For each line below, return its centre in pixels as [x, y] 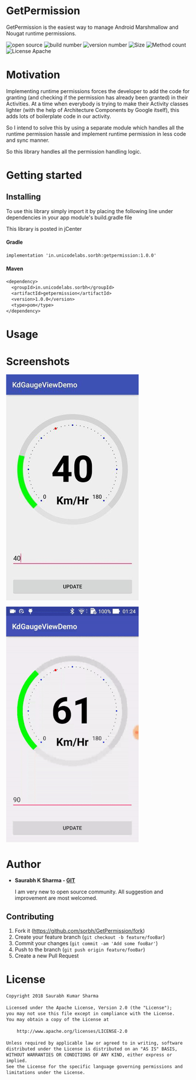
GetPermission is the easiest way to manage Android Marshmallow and [92, 27]
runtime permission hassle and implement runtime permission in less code [96, 134]
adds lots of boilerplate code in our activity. [59, 116]
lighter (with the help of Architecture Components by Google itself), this [93, 110]
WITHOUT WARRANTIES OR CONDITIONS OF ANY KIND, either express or [89, 1055]
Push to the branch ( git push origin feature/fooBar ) [80, 950]
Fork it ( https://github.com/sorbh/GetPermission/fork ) [80, 931]
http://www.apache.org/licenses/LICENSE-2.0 [72, 1032]
